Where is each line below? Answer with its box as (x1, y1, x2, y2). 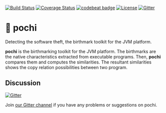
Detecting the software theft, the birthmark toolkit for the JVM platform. (5, 38, 152, 44)
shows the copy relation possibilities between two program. (5, 64, 128, 70)
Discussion (5, 79, 41, 87)
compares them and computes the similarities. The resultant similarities (5, 59, 152, 65)
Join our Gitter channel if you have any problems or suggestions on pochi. (5, 101, 158, 107)
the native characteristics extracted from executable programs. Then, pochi (5, 53, 161, 59)
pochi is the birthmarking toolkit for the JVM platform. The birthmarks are (5, 48, 156, 54)
